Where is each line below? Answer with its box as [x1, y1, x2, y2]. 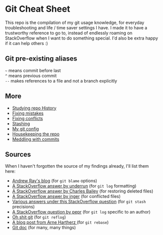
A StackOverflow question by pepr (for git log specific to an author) [12, 209, 151, 215]
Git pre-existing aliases [5, 55, 77, 63]
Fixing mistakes [12, 110, 44, 116]
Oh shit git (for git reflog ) [12, 214, 66, 220]
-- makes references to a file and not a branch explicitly [5, 78, 117, 84]
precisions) [12, 204, 35, 210]
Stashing [12, 121, 30, 127]
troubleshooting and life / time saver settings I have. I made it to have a [5, 24, 147, 30]
